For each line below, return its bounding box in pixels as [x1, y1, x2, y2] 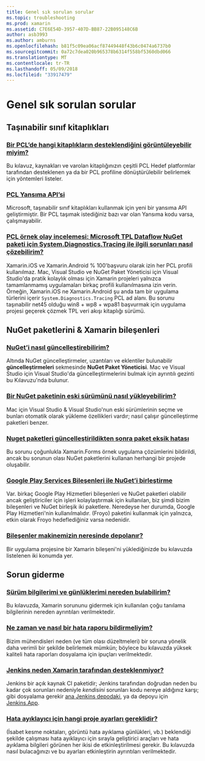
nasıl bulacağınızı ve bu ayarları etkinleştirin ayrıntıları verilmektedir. [6, 748, 176, 755]
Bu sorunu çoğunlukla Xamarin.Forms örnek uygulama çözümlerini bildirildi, [6, 448, 197, 455]
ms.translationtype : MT [6, 54, 67, 61]
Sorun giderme [6, 570, 65, 580]
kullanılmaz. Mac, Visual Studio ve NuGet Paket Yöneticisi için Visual [6, 268, 179, 275]
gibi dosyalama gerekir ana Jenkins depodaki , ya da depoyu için [6, 692, 168, 700]
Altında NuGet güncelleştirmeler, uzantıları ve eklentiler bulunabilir [6, 357, 173, 365]
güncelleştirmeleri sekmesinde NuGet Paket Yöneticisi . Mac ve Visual [6, 363, 185, 371]
